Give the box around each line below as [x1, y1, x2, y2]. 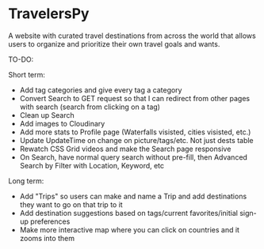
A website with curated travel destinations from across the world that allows [8, 31, 256, 40]
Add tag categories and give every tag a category [19, 85, 182, 95]
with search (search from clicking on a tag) [19, 102, 161, 111]
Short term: [8, 70, 46, 79]
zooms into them [19, 233, 75, 243]
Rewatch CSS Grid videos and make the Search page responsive [19, 144, 231, 153]
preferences [30, 217, 71, 226]
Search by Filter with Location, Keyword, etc [19, 160, 165, 170]
